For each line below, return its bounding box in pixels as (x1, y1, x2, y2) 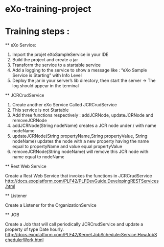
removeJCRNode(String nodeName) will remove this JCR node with (12, 148, 149, 155)
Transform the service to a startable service (12, 62, 101, 68)
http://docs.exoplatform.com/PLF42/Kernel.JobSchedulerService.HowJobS (5, 232, 158, 238)
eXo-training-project (5, 3, 92, 15)
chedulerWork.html (5, 237, 44, 243)
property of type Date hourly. (5, 226, 64, 232)
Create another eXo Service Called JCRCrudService (12, 102, 117, 108)
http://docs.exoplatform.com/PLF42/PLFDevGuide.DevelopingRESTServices (5, 178, 159, 184)
